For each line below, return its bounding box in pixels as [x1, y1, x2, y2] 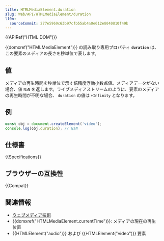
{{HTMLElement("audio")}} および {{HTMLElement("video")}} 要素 [12, 231, 146, 237]
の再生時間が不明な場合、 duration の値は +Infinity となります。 [5, 93, 137, 98]
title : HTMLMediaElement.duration [5, 7, 76, 12]
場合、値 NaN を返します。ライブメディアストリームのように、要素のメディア [5, 86, 160, 92]
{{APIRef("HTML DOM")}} [5, 34, 57, 40]
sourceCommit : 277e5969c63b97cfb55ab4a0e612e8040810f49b [9, 21, 129, 26]
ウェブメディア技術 [12, 212, 51, 218]
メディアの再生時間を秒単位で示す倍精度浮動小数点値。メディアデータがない [5, 80, 160, 86]
